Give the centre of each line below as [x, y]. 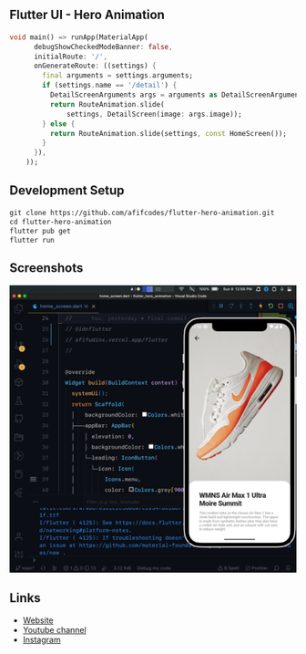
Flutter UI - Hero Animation [87, 15]
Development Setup [67, 191]
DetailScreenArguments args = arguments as [134, 95]
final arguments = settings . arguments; [118, 76]
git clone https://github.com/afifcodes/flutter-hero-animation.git [142, 213]
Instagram [41, 639]
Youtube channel [54, 629]
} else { [59, 124]
